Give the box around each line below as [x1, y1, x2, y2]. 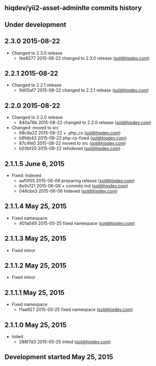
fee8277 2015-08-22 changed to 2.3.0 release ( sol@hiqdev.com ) [19, 55, 150, 61]
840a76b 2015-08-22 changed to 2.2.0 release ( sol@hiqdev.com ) [19, 119, 152, 126]
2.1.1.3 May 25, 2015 [4, 234, 67, 243]
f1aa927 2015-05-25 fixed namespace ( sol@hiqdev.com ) [19, 307, 134, 312]
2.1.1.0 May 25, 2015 [4, 321, 67, 329]
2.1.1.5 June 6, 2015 [4, 159, 65, 168]
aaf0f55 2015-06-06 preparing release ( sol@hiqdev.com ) [19, 178, 135, 184]
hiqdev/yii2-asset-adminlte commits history [4, 4, 142, 12]
